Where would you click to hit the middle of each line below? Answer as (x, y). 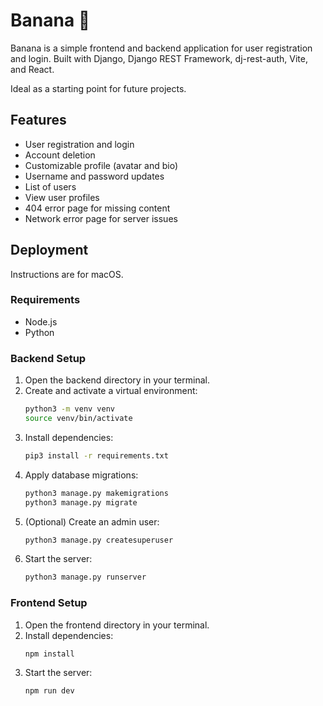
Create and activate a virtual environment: (111, 391)
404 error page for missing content (97, 208)
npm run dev (49, 691)
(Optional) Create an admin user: (92, 521)
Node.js (41, 321)
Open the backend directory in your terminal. (117, 380)
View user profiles (62, 197)
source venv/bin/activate (78, 419)
